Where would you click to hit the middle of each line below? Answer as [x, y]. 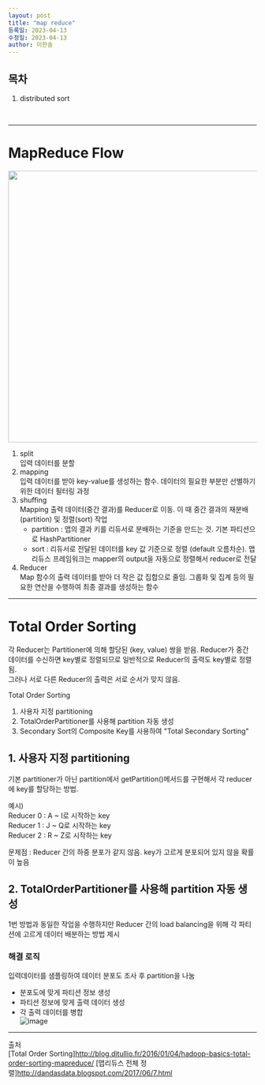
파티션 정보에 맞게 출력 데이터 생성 [72, 1002]
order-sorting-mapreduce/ [51, 1063]
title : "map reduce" [42, 23]
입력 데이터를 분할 [47, 462]
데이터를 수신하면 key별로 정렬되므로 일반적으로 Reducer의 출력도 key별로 [123, 659]
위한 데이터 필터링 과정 [54, 491]
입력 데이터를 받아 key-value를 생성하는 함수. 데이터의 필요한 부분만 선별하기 [138, 481]
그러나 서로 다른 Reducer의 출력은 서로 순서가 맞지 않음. [94, 679]
